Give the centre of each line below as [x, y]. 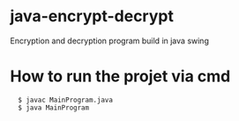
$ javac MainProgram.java [66, 100]
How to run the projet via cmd [120, 76]
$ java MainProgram [54, 108]
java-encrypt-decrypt [92, 16]
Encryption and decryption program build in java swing [110, 41]
